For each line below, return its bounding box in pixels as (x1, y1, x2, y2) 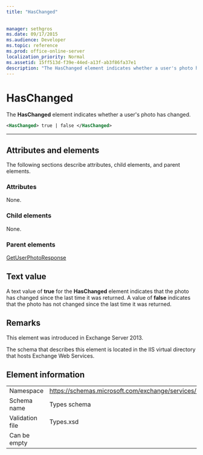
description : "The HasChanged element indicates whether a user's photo (6, 65, 193, 71)
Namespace (9, 387, 44, 395)
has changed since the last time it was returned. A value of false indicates (6, 294, 191, 301)
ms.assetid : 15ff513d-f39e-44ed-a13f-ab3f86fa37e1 (6, 59, 137, 65)
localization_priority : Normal (6, 54, 85, 60)
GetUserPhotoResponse (6, 254, 66, 261)
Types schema (49, 400, 91, 408)
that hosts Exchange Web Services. (6, 352, 95, 360)
